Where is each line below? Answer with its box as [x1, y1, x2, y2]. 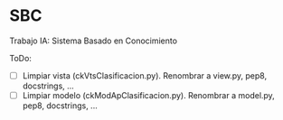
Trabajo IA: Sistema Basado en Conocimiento [9, 35, 178, 46]
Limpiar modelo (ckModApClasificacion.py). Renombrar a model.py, [22, 90, 276, 100]
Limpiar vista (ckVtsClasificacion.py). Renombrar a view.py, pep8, [22, 69, 268, 81]
